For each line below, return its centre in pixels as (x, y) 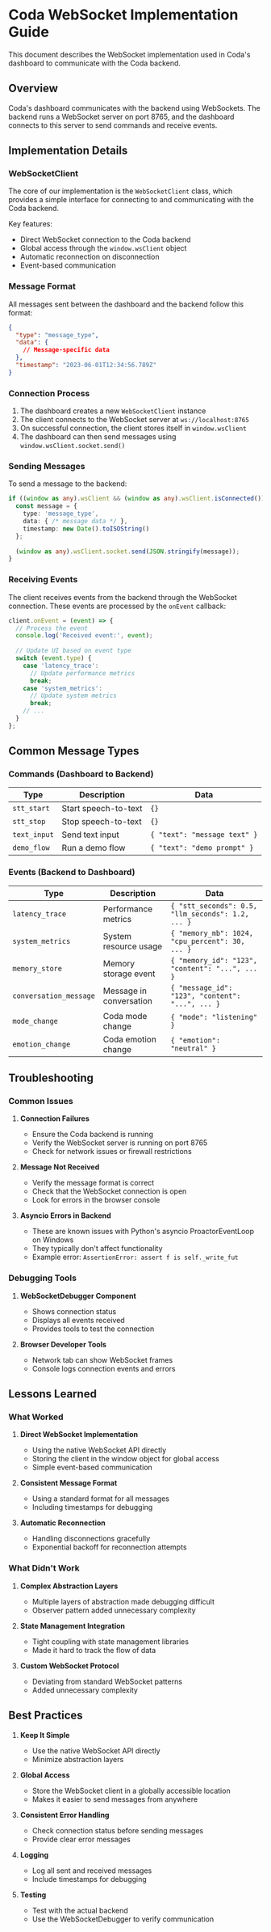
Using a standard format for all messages (100, 1499)
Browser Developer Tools (63, 1344)
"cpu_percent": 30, (208, 941)
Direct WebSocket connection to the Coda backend (105, 239)
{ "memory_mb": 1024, (212, 933)
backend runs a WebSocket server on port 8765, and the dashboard (121, 116)
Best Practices (46, 1716)
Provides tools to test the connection (93, 1329)
